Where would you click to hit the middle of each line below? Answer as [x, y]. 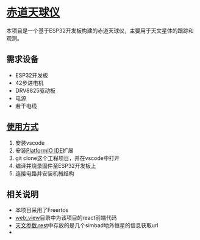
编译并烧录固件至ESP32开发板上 [55, 165]
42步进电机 [29, 82]
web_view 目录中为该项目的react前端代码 [66, 218]
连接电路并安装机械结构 [45, 173]
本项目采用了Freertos [42, 210]
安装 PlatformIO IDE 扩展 [44, 150]
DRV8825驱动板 [35, 90]
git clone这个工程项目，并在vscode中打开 [67, 158]
